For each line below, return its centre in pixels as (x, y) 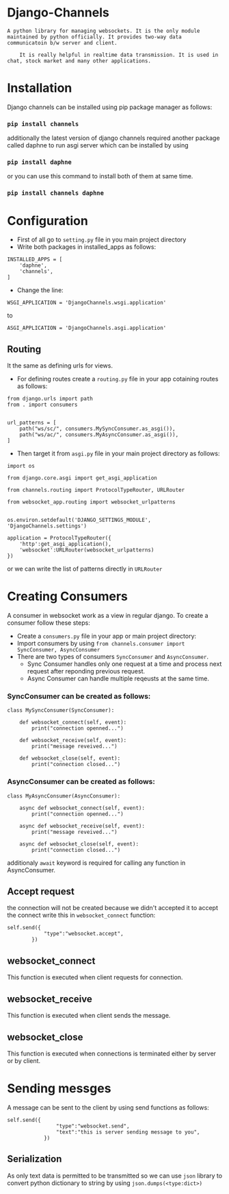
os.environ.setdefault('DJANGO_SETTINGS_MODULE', (79, 520)
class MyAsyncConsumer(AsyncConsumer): (64, 796)
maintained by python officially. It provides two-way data (95, 37)
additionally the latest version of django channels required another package (113, 138)
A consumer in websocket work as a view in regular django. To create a (108, 616)
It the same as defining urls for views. (60, 366)
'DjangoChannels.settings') (47, 526)
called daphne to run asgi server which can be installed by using (98, 145)
